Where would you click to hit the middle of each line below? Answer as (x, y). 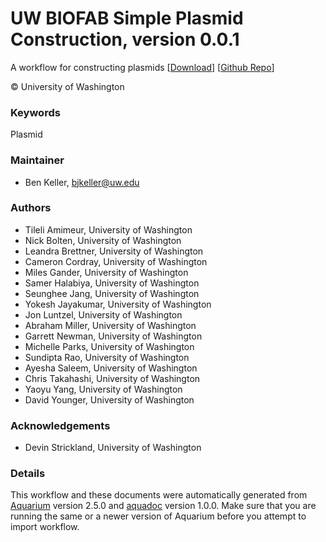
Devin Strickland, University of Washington (113, 448)
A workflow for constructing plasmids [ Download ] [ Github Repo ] (142, 67)
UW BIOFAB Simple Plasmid (127, 18)
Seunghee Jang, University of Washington (112, 293)
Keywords (35, 112)
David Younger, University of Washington (109, 399)
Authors (31, 208)
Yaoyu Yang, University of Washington (103, 389)
